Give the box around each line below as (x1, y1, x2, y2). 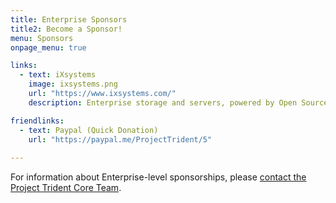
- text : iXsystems (19, 70, 97, 80)
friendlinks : (10, 116, 65, 126)
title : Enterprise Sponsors (10, 14, 128, 25)
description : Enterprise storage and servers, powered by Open (28, 97, 298, 108)
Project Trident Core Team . (10, 182, 122, 194)
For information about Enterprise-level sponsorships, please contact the (10, 171, 307, 183)
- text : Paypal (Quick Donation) (19, 125, 159, 135)
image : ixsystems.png (28, 79, 118, 90)
